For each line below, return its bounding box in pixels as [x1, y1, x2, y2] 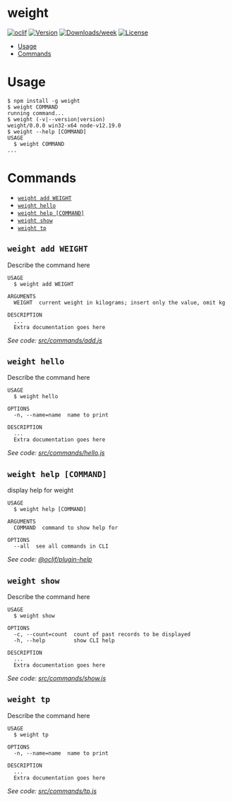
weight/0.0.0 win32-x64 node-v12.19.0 [7, 122, 121, 129]
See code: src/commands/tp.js [7, 786, 97, 795]
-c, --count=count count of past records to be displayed [13, 631, 191, 638]
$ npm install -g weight [7, 97, 80, 104]
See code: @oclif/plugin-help [7, 555, 92, 564]
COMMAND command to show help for [13, 524, 118, 531]
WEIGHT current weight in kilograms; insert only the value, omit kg [13, 299, 226, 306]
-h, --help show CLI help [13, 637, 115, 644]
